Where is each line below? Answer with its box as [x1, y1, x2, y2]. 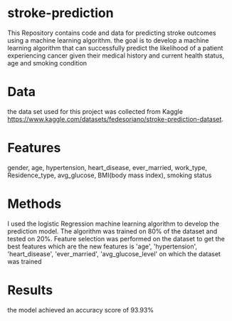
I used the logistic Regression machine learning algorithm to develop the [7, 219, 219, 228]
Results [7, 282, 53, 298]
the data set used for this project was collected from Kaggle [7, 107, 184, 115]
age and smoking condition [7, 58, 88, 67]
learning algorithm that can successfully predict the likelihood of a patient [7, 43, 223, 52]
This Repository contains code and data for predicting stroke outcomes [7, 28, 216, 37]
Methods [7, 196, 62, 211]
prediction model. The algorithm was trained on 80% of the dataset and [7, 226, 218, 236]
